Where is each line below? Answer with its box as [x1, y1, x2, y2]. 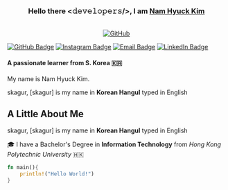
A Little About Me [7, 107, 85, 120]
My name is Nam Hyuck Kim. [7, 74, 90, 83]
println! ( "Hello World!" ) [19, 171, 95, 178]
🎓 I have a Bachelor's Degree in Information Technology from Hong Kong [7, 140, 222, 148]
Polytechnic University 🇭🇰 [7, 150, 85, 159]
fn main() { [7, 164, 39, 171]
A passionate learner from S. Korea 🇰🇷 [7, 58, 123, 67]
